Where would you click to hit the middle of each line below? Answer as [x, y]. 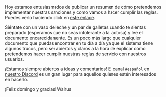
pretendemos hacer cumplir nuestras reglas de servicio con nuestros [76, 54]
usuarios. [15, 59]
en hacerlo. [17, 79]
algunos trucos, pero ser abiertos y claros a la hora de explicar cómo [75, 48]
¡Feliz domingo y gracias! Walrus [38, 89]
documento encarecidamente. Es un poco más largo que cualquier [73, 38]
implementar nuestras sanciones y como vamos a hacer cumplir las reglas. [82, 12]
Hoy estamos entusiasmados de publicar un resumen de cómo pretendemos [83, 7]
